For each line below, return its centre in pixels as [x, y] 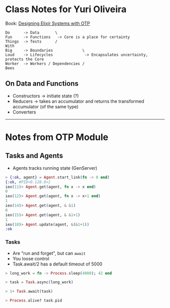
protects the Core [25, 59]
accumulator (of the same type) [46, 106]
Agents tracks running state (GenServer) [55, 168]
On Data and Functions [42, 84]
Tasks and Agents [34, 156]
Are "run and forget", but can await [49, 253]
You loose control [31, 258]
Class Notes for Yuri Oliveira [66, 9]
